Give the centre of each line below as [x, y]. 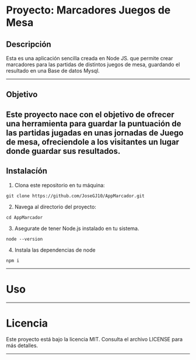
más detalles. [22, 345]
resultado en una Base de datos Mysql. [53, 71]
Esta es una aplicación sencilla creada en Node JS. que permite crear [90, 58]
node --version [24, 239]
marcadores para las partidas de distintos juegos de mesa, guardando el [93, 64]
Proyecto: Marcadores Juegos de [88, 10]
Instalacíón [27, 171]
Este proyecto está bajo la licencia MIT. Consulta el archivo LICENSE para [94, 340]
